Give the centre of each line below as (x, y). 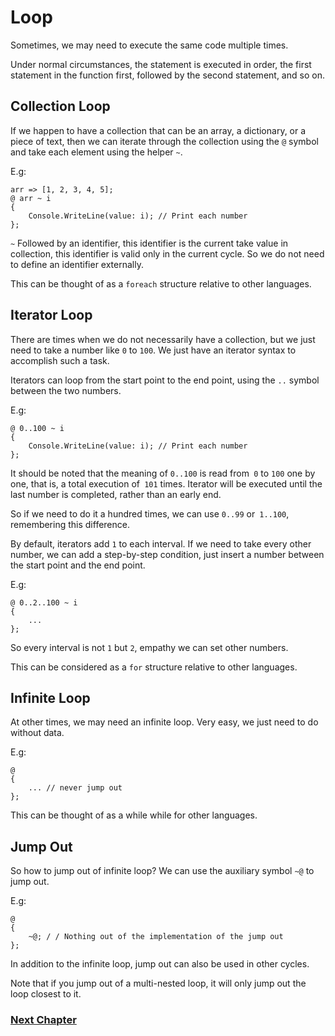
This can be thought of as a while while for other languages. (134, 815)
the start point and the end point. (78, 565)
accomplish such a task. (60, 360)
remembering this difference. (70, 524)
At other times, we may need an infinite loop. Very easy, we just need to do (164, 722)
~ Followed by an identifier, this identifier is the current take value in (149, 243)
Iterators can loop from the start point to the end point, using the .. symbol (165, 380)
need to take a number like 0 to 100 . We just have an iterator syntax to (153, 350)
